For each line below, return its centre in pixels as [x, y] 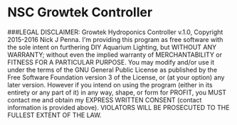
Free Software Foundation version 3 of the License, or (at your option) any [116, 77]
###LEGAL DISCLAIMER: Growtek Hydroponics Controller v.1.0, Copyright [115, 32]
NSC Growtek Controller [80, 12]
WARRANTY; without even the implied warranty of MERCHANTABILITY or [115, 55]
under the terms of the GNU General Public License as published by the [112, 70]
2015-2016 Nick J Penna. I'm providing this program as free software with [115, 39]
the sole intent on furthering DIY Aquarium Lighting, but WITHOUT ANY [112, 47]
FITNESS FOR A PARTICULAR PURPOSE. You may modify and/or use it [111, 62]
